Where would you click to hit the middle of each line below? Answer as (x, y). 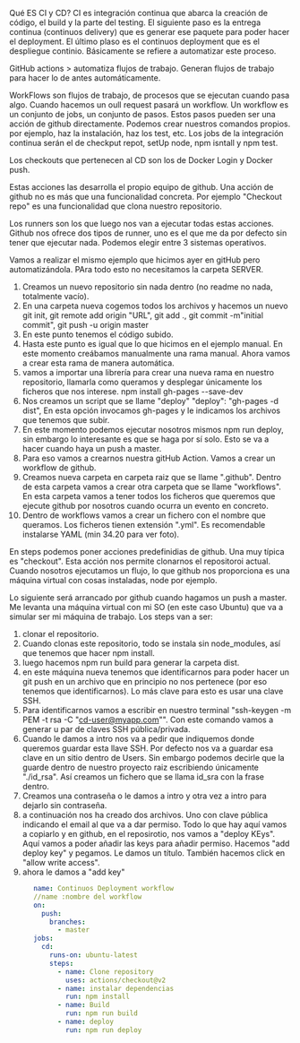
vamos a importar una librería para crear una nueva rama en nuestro (148, 372)
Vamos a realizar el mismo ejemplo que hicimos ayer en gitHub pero (135, 260)
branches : (68, 922)
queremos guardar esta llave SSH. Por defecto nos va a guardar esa (147, 748)
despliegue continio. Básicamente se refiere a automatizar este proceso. (143, 51)
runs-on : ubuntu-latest (94, 955)
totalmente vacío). (56, 296)
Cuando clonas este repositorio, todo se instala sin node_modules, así (151, 643)
